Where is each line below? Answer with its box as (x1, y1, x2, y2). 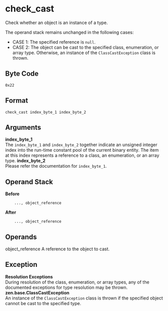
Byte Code (5, 70, 39, 78)
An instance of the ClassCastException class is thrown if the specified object (5, 295, 163, 301)
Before (5, 191, 20, 197)
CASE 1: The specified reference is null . (12, 39, 96, 45)
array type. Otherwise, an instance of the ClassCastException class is (12, 50, 155, 56)
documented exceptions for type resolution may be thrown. (5, 284, 128, 290)
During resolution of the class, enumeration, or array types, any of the (5, 279, 149, 285)
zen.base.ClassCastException (5, 289, 70, 295)
